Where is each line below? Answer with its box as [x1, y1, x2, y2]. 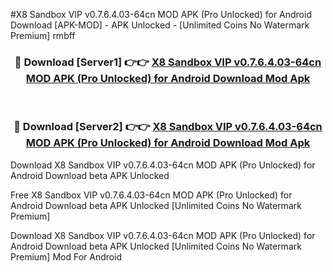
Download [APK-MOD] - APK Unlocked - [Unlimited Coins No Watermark [10, 19, 310, 31]
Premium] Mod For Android [10, 250, 123, 263]
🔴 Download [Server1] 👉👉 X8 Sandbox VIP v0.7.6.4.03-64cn [14, 55, 322, 69]
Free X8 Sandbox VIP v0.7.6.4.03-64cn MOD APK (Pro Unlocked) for [10, 189, 293, 201]
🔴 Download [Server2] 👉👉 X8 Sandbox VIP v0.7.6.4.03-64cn [13, 120, 323, 134]
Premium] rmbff [10, 30, 76, 41]
